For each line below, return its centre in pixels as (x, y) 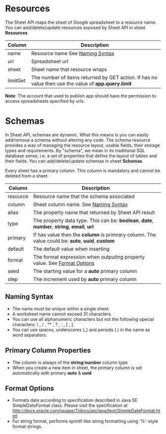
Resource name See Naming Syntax (73, 53)
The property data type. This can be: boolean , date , (93, 220)
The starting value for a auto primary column (85, 271)
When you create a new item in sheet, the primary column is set (77, 368)
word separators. (30, 335)
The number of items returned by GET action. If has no (94, 77)
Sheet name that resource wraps (69, 69)
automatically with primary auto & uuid (52, 373)
